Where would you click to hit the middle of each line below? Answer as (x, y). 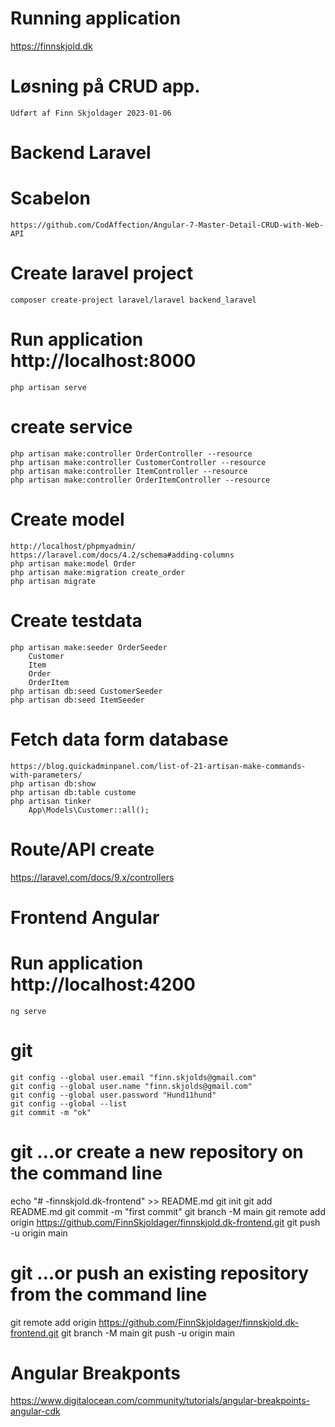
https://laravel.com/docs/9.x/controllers (92, 877)
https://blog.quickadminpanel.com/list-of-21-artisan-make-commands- (158, 766)
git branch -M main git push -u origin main (148, 1333)
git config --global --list (69, 1103)
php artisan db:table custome (73, 792)
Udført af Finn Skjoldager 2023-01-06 (91, 113)
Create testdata (76, 620)
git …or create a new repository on (157, 1151)
